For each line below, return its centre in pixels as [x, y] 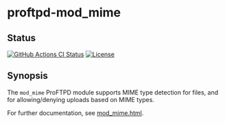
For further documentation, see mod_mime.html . [75, 113]
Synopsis [27, 76]
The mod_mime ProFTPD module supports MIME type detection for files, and [113, 92]
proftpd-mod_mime [64, 13]
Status [22, 38]
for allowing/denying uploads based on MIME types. [81, 99]
